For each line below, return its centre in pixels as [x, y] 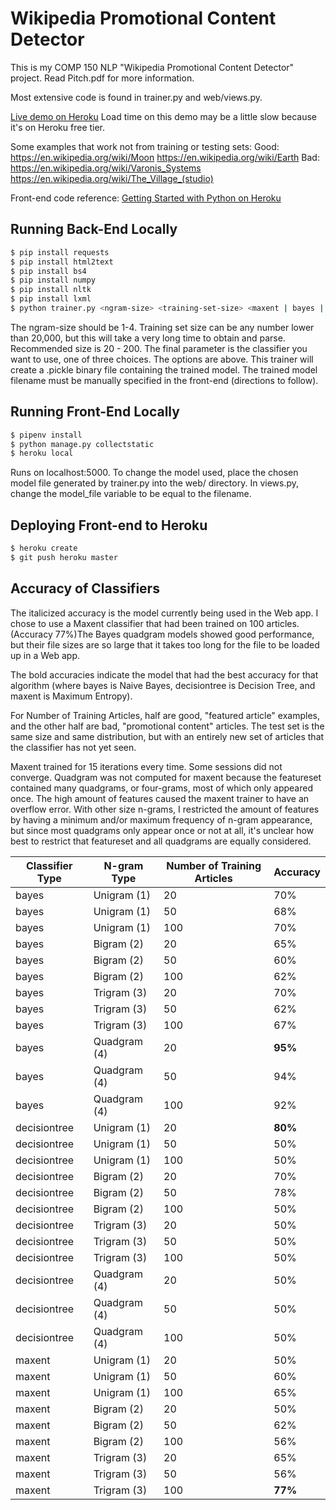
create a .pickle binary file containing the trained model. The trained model [164, 369]
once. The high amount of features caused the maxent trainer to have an [160, 798]
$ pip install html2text [62, 262]
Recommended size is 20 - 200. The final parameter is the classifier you [159, 348]
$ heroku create [44, 548]
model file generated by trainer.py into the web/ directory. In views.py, [155, 483]
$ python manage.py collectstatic [82, 444]
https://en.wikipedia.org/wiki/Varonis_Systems [106, 168]
